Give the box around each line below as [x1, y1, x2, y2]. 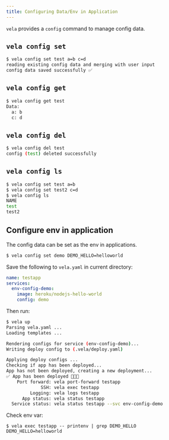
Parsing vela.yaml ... [6, 324, 62, 330]
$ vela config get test [6, 98, 65, 104]
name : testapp [6, 275, 42, 280]
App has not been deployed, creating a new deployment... [6, 368, 152, 374]
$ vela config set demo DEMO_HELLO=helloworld [6, 253, 123, 259]
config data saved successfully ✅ [6, 68, 93, 74]
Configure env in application [6, 225, 114, 235]
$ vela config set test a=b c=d [6, 56, 86, 62]
